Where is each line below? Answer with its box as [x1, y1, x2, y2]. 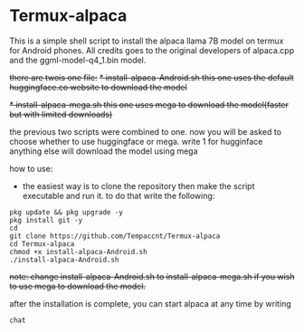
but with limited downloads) [9, 109, 113, 119]
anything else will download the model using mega [9, 146, 198, 157]
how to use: [9, 163, 53, 174]
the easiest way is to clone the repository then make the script [22, 180, 255, 191]
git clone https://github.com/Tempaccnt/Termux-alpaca [9, 232, 221, 241]
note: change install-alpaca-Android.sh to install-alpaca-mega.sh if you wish [9, 270, 295, 281]
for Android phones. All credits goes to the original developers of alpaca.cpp [9, 44, 295, 55]
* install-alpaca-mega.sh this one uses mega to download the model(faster [9, 99, 290, 109]
